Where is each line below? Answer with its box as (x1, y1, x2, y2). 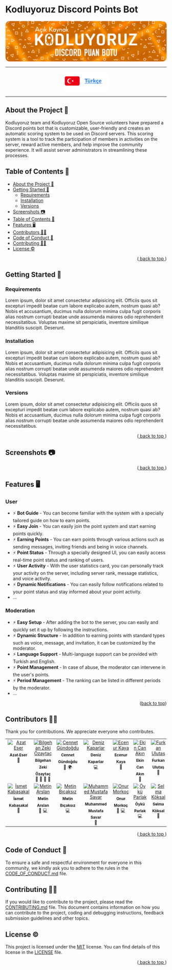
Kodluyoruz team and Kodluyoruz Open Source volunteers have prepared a (5, 119, 164, 125)
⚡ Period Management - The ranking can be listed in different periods (12, 677, 161, 683)
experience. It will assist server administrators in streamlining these (5, 147, 147, 153)
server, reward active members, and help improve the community (5, 141, 143, 148)
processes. (5, 152, 29, 158)
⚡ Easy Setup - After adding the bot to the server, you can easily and (12, 619, 159, 625)
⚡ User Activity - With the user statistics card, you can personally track (12, 563, 164, 569)
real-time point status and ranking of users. (12, 557, 104, 563)
